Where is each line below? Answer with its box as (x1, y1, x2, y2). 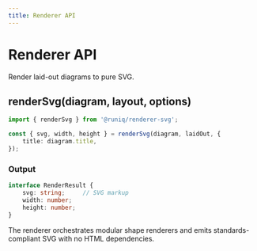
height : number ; (22, 203, 77, 211)
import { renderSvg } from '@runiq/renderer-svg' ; (8, 116, 179, 124)
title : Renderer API (8, 11, 77, 20)
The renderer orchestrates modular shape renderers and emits (8, 225, 212, 234)
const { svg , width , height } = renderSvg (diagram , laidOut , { (8, 130, 221, 139)
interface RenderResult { (8, 181, 93, 190)
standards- (213, 225, 250, 234)
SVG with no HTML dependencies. (42, 234, 155, 243)
